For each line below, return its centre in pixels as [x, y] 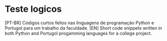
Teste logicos [33, 9]
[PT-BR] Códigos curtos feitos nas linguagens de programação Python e [79, 23]
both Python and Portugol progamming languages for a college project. [78, 33]
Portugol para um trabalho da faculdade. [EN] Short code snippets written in [83, 28]
